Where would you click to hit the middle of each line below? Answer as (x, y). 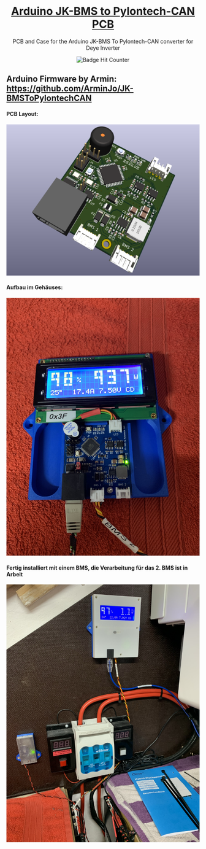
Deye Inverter (103, 48)
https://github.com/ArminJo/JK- (70, 89)
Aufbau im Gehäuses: (35, 287)
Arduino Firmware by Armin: (62, 79)
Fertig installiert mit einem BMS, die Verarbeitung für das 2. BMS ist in (97, 568)
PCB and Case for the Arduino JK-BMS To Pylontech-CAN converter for (103, 41)
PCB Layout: (22, 114)
